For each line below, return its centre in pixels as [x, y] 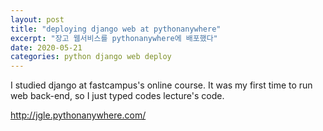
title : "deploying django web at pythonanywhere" [116, 29]
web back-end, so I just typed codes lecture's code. [117, 96]
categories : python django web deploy [91, 57]
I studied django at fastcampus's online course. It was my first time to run [161, 85]
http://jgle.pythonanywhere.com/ [78, 115]
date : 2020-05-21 [46, 47]
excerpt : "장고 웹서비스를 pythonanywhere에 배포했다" [114, 38]
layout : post [37, 19]
